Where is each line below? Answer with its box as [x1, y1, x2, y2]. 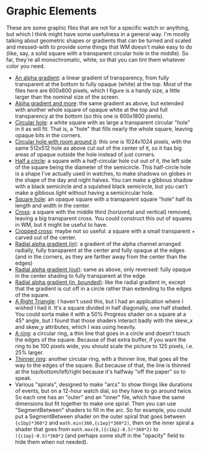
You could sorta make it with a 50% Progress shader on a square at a [14, 310, 187, 318]
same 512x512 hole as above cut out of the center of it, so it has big [14, 144, 182, 152]
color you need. [6, 62, 45, 70]
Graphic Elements [6, 4, 97, 18]
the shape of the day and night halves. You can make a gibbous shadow [14, 176, 193, 183]
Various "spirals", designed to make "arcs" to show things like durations [14, 381, 193, 388]
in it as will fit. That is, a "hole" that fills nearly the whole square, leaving [14, 125, 193, 132]
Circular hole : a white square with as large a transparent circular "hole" [14, 118, 190, 126]
